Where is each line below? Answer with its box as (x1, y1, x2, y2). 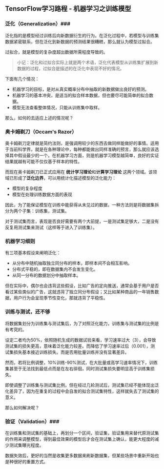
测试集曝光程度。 (9, 442, 44, 448)
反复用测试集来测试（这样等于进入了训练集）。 (5, 224, 97, 230)
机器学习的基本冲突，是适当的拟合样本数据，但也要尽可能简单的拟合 (12, 92, 149, 98)
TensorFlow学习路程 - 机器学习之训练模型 (5, 4, 131, 13)
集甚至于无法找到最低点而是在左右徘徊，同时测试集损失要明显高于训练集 (5, 366, 150, 371)
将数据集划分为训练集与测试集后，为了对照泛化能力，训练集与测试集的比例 (5, 320, 155, 326)
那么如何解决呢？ (5, 405, 40, 410)
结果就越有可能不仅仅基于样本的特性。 (5, 158, 82, 164)
